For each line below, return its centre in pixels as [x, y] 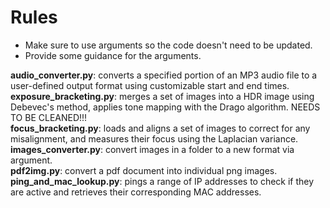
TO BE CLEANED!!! [49, 117]
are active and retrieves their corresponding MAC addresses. [136, 192]
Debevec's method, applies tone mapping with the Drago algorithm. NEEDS [165, 107]
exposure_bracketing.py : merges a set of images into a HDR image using [162, 96]
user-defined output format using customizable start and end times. [150, 85]
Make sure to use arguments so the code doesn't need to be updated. [168, 45]
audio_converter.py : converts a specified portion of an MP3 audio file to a [164, 75]
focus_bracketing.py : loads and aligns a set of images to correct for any [160, 128]
